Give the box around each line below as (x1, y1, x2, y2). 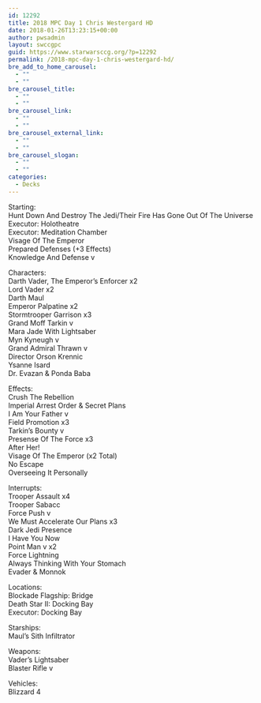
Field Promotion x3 (8, 417, 69, 427)
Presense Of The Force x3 (8, 434, 94, 443)
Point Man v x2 (8, 542, 58, 551)
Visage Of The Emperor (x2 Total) (8, 451, 117, 461)
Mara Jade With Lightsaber (8, 326, 96, 336)
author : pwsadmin (8, 33, 65, 42)
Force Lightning (8, 550, 59, 559)
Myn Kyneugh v (8, 335, 59, 344)
